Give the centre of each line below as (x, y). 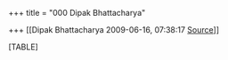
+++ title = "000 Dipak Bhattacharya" (77, 13)
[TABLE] (24, 47)
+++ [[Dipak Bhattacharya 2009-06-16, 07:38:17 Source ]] (114, 30)
